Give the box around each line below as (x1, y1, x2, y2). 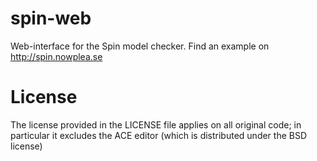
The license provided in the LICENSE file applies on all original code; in (10, 118, 302, 131)
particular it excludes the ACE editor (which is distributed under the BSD (10, 129, 308, 141)
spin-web (10, 7, 92, 30)
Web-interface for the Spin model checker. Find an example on (10, 40, 270, 52)
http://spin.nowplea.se (10, 50, 103, 62)
